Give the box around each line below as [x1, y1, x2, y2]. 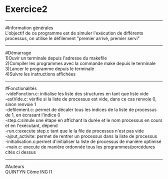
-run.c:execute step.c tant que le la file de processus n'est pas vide [5, 127, 144, 133]
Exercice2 [5, 3, 47, 15]
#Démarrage [5, 49, 31, 55]
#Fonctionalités [5, 85, 37, 91]
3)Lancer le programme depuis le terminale [5, 65, 94, 71]
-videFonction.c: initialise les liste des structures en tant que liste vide [5, 90, 149, 96]
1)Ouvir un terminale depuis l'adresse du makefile [5, 55, 107, 61]
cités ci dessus [5, 149, 36, 155]
